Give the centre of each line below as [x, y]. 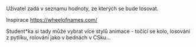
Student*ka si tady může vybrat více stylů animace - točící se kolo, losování [98, 31]
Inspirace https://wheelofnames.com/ [52, 20]
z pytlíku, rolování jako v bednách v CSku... [58, 37]
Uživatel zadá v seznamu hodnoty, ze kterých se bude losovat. [82, 9]
